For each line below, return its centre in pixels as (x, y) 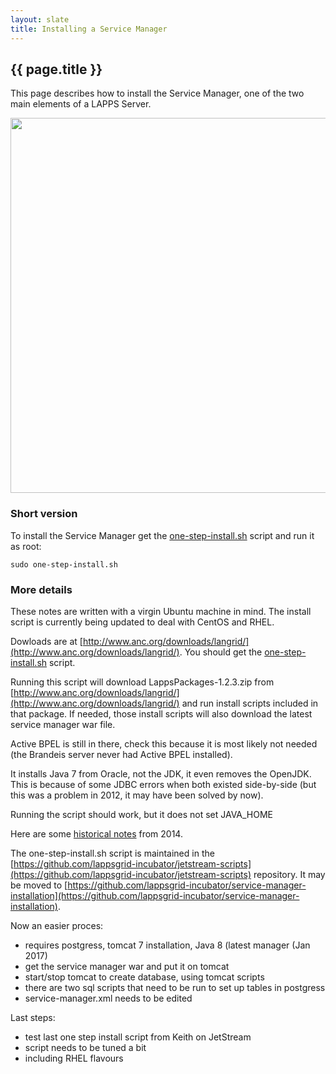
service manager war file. (63, 724)
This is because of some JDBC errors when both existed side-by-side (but (163, 784)
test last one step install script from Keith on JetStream (138, 1037)
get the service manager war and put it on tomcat (127, 966)
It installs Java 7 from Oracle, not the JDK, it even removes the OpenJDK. (161, 773)
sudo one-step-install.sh (64, 564)
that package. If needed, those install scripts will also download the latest (161, 713)
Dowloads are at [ (46, 641)
